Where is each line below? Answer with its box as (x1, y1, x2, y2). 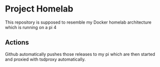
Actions (5, 39, 29, 47)
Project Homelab (5, 3, 73, 14)
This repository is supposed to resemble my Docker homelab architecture (5, 19, 152, 25)
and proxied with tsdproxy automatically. (5, 56, 86, 62)
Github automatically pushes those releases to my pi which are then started (5, 51, 156, 57)
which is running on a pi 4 (5, 24, 57, 30)
